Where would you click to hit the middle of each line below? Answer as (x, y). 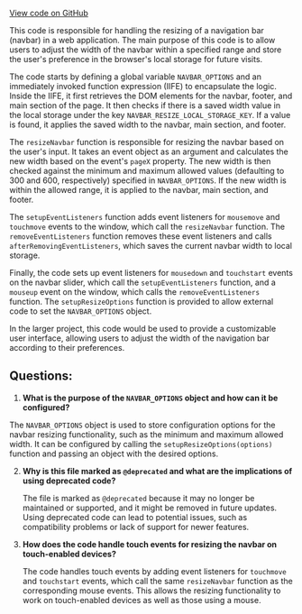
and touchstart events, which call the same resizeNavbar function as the (157, 581)
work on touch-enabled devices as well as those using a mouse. (142, 600)
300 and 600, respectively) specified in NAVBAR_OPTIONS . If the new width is (148, 180)
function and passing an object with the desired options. (114, 454)
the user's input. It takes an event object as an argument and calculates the (149, 151)
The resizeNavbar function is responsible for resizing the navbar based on (147, 142)
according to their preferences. (67, 348)
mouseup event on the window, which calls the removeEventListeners (134, 292)
